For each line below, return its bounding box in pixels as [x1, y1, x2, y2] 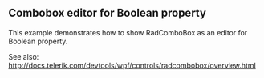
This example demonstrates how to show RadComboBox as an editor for [8, 27, 248, 37]
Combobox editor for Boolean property [8, 6, 207, 20]
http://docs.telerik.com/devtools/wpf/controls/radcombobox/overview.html [8, 60, 257, 70]
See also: [8, 51, 39, 61]
